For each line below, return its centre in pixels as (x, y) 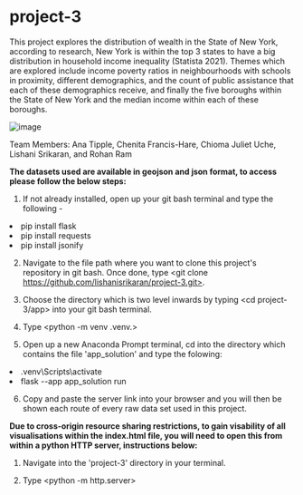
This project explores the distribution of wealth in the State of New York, (144, 42)
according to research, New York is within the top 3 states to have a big (142, 51)
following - (43, 208)
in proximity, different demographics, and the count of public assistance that (151, 80)
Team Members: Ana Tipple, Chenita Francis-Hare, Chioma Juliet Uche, (143, 144)
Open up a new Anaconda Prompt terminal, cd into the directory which (154, 344)
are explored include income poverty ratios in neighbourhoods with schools (150, 71)
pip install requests (57, 235)
